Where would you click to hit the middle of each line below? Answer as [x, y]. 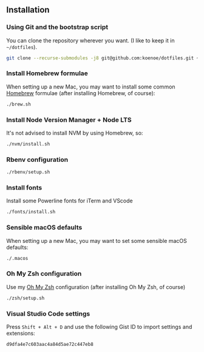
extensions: [21, 333]
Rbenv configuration [37, 159]
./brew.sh [19, 104]
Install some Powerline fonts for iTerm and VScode [70, 201]
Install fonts [24, 188]
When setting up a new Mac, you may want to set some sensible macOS [97, 241]
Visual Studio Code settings [48, 313]
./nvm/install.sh [28, 144]
